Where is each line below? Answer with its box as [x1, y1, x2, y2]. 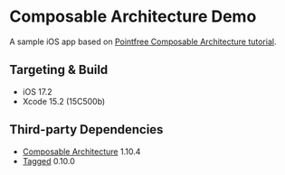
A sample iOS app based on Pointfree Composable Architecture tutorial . [9, 36, 277, 47]
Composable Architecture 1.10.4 [22, 146, 141, 157]
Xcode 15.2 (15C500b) [22, 96, 106, 106]
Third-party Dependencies [9, 122, 164, 137]
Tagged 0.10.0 [22, 155, 75, 166]
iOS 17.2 [22, 86, 52, 97]
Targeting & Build [9, 62, 109, 78]
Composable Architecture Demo [9, 6, 257, 27]
